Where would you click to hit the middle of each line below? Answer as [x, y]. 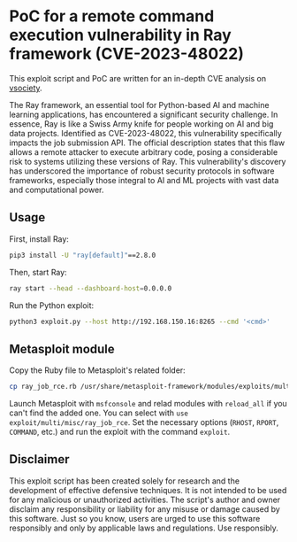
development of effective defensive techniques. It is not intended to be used [148, 490]
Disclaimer [39, 459]
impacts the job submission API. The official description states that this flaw [147, 143]
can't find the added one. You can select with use [99, 413]
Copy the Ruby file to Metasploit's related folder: [97, 370]
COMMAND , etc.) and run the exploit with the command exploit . [120, 432]
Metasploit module [62, 348]
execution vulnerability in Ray [120, 35]
